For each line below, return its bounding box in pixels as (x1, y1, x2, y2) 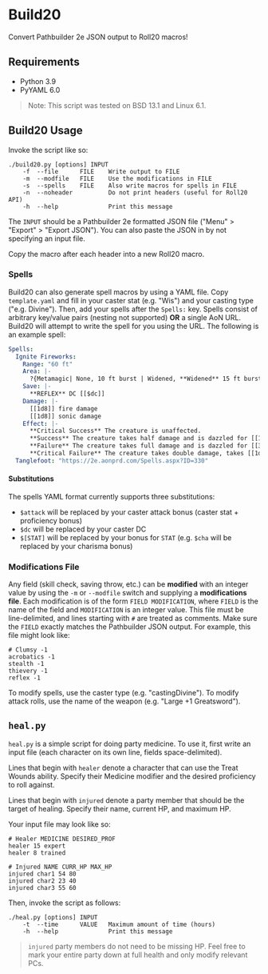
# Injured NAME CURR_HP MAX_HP (8, 863, 112, 872)
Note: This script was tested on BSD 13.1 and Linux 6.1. (27, 100, 207, 110)
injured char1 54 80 (8, 870, 77, 878)
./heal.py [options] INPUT (8, 914, 98, 922)
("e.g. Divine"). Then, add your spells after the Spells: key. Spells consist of (8, 304, 258, 314)
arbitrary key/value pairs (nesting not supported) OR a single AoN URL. (8, 312, 242, 322)
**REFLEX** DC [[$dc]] (29, 390, 105, 398)
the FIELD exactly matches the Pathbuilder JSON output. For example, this (8, 622, 251, 631)
